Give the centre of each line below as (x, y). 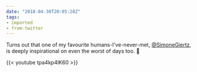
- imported (20, 22)
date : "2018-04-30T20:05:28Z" (43, 12)
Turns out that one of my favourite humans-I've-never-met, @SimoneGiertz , (98, 45)
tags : (13, 17)
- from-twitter (25, 28)
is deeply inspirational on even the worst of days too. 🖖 (73, 51)
